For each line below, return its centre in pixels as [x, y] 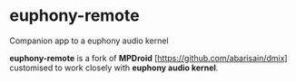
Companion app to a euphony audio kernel [89, 41]
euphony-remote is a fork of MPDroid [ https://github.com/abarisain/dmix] [148, 58]
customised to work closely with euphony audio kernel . [114, 68]
